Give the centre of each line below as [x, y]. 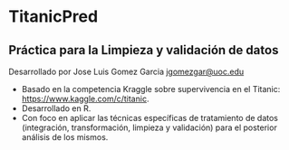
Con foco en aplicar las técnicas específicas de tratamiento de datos [149, 118]
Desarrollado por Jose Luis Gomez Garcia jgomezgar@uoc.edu [126, 71]
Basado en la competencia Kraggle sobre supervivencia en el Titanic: [151, 89]
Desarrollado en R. [56, 108]
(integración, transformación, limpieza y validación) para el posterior [149, 127]
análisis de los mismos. [65, 137]
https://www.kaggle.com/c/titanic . [85, 98]
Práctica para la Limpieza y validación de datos [144, 50]
